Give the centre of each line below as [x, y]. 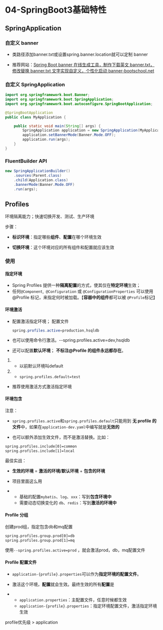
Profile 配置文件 [21, 562]
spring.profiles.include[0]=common [41, 446]
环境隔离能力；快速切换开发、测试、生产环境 [50, 216]
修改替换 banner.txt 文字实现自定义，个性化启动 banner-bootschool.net [83, 70]
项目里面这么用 [27, 481]
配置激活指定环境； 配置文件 [40, 321]
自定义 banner [22, 43]
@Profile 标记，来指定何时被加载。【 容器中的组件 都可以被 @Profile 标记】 [85, 298]
